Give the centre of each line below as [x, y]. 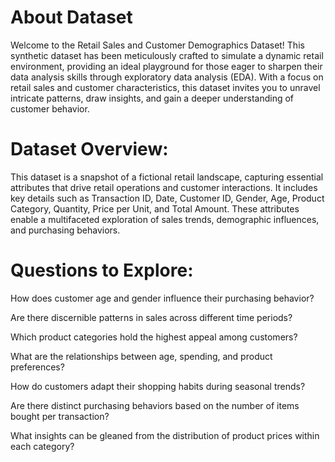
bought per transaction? [60, 416]
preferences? [37, 367]
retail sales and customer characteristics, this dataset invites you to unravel [165, 87]
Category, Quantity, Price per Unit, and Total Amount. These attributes [155, 208]
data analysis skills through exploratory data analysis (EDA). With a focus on [167, 77]
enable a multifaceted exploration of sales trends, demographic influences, [165, 219]
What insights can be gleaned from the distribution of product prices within [165, 435]
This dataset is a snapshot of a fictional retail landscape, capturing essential [167, 177]
